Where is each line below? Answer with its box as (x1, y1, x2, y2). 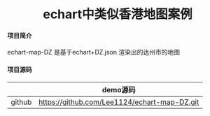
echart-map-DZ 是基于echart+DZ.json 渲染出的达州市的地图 (7, 48, 181, 57)
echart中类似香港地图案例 (43, 6, 192, 22)
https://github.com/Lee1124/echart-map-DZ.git (38, 97, 199, 107)
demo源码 (101, 85, 136, 94)
